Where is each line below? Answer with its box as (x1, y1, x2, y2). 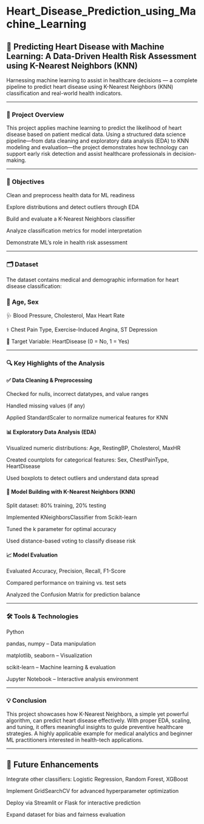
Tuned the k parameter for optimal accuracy (6, 525, 117, 532)
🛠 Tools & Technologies (6, 612, 79, 621)
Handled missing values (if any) (6, 402, 86, 409)
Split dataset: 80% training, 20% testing (6, 501, 106, 509)
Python (6, 629, 24, 636)
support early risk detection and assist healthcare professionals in (6, 150, 172, 158)
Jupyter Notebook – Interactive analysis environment (6, 675, 138, 683)
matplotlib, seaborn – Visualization (6, 652, 92, 659)
